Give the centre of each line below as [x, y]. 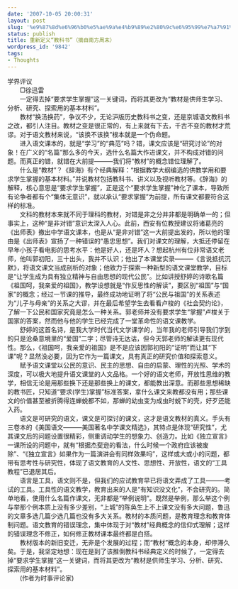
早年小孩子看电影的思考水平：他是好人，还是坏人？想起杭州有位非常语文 [113, 250]
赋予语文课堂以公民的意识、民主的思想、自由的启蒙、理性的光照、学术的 [125, 365]
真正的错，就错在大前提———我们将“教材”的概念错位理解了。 [115, 161]
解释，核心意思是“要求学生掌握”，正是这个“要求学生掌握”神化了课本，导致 [115, 187]
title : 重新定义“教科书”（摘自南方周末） [61, 40]
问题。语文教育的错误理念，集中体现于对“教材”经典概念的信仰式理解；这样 [121, 524]
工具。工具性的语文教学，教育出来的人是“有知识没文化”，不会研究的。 [122, 489]
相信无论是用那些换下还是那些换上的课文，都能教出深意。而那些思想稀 [122, 382]
